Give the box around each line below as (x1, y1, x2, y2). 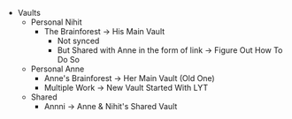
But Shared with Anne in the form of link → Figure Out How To (57, 45, 283, 56)
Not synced (57, 35, 100, 46)
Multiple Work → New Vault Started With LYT (43, 83, 209, 93)
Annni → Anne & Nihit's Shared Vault (43, 101, 178, 111)
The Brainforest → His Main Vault (43, 26, 165, 36)
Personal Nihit (30, 17, 82, 27)
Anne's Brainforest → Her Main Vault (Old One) (43, 73, 215, 83)
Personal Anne (30, 63, 85, 74)
